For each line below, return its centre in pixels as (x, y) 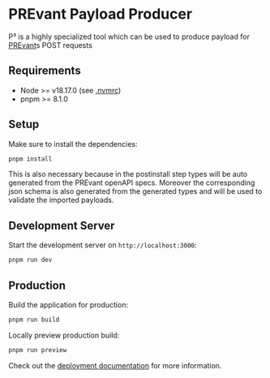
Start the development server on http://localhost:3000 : (103, 245)
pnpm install (30, 159)
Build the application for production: (68, 304)
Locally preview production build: (64, 335)
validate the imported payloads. (61, 200)
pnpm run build (34, 320)
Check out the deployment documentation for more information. (115, 365)
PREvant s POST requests (51, 45)
